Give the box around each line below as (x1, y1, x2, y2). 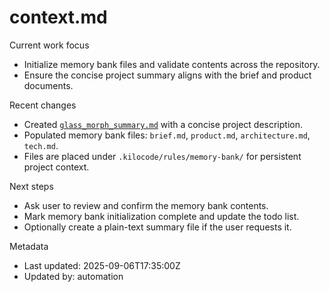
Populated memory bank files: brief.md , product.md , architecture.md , (23, 129, 311, 141)
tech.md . (23, 139, 59, 151)
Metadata (9, 240, 49, 252)
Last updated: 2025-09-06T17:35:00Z (23, 259, 181, 271)
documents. (23, 79, 74, 91)
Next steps (9, 180, 54, 192)
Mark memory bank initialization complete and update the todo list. (23, 210, 300, 222)
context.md (9, 6, 108, 29)
